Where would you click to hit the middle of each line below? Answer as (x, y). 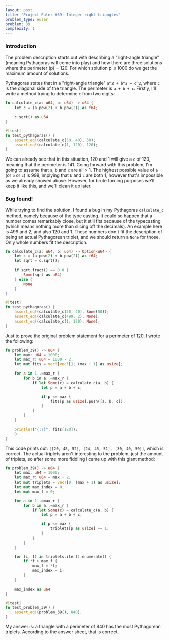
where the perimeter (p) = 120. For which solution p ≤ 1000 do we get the (81, 68)
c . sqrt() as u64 (32, 117)
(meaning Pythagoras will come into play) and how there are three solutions (84, 63)
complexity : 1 (20, 29)
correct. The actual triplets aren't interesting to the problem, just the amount (84, 454)
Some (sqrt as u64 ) (43, 275)
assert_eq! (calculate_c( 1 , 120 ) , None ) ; (57, 321)
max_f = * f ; (45, 566)
